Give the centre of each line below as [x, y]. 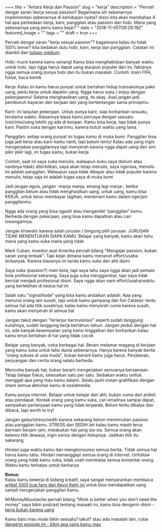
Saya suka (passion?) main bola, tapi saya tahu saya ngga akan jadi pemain [80, 270]
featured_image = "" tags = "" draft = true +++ [51, 33]
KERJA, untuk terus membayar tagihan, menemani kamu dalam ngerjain [76, 197]
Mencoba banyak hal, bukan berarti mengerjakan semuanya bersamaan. [77, 370]
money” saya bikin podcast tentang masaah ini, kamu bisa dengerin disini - [80, 505]
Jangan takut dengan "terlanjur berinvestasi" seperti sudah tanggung [74, 320]
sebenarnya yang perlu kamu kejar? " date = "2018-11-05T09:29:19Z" [74, 28]
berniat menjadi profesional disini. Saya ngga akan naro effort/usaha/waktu [80, 281]
